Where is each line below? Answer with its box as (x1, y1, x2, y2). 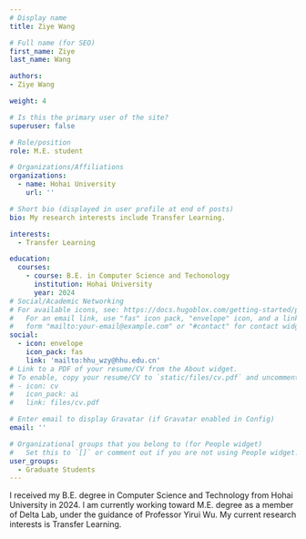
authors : (9, 72, 43, 81)
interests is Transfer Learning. (9, 519, 122, 530)
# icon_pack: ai (9, 390, 79, 399)
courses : (17, 263, 51, 272)
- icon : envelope (17, 339, 84, 349)
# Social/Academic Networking (9, 297, 125, 306)
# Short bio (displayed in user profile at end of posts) (9, 204, 234, 214)
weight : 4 (9, 97, 47, 106)
